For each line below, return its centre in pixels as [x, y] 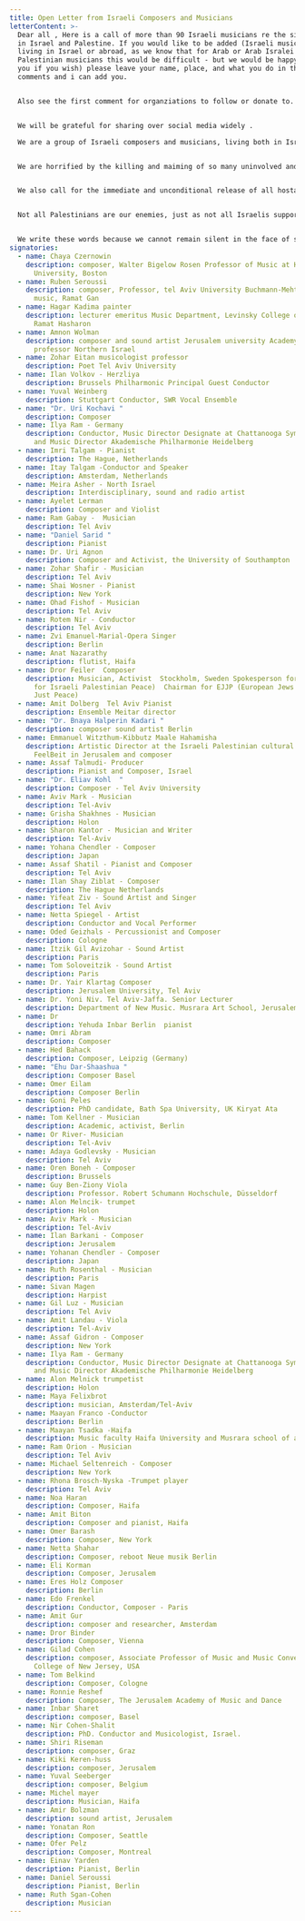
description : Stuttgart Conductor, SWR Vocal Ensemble [132, 400]
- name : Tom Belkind [56, 1675]
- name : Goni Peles [54, 1101]
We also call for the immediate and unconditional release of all [146, 191]
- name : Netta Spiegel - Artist [79, 915]
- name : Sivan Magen [56, 1286]
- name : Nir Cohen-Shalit [67, 1726]
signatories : [34, 248]
